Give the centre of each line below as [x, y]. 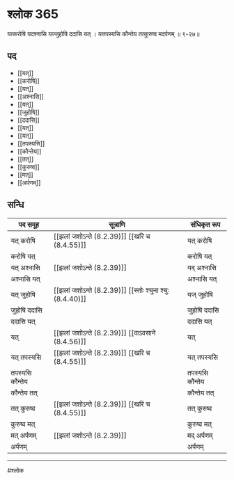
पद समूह [29, 224]
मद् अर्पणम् [200, 435]
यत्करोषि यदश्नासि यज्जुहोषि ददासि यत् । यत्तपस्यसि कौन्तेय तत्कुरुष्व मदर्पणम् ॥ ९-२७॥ [103, 33]
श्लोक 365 [33, 14]
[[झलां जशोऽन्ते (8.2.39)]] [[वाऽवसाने [104, 333]
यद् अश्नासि [202, 267]
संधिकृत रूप [205, 224]
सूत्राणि [117, 224]
